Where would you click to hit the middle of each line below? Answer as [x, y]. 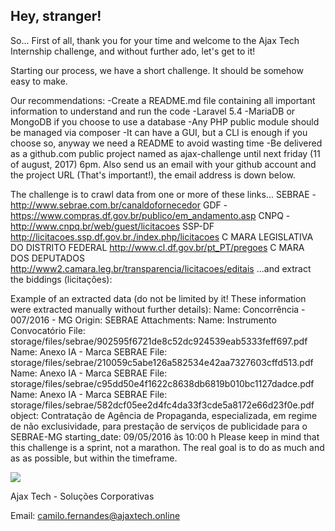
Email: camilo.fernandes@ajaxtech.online [95, 515]
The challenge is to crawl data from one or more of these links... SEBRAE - [163, 194]
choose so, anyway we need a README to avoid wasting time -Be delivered [166, 143]
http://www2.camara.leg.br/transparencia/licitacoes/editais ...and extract [161, 268]
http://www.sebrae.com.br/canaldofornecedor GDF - [119, 205]
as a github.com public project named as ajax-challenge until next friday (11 [165, 153]
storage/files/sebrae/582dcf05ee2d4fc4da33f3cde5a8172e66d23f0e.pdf [162, 405]
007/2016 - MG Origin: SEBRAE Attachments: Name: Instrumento [143, 320]
